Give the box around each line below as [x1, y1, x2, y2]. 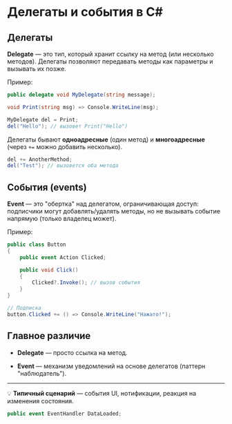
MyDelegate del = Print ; [7, 116, 79, 123]
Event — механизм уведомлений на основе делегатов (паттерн [17, 362, 206, 370]
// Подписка [7, 305, 41, 311]
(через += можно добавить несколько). [7, 142, 123, 151]
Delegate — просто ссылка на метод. [17, 348, 128, 356]
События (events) [7, 181, 88, 193]
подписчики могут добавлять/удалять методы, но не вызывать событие [7, 207, 221, 215]
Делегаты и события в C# [7, 4, 164, 20]
